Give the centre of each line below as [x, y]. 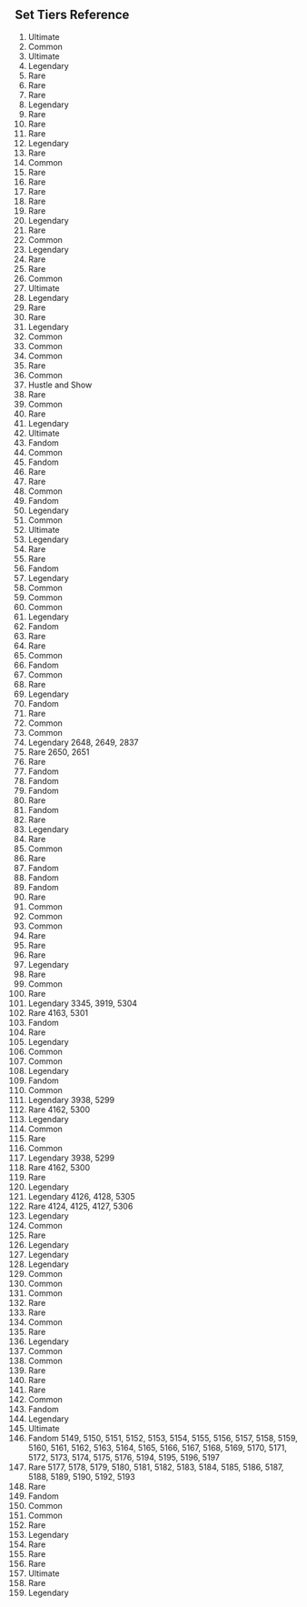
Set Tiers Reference [72, 15]
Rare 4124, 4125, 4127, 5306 [80, 1206]
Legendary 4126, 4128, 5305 [81, 1196]
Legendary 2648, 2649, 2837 [83, 742]
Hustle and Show [60, 385]
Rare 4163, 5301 [58, 1012]
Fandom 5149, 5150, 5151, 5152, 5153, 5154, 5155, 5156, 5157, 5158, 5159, [163, 1438]
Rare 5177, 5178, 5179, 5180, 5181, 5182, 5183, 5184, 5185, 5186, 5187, [156, 1467]
